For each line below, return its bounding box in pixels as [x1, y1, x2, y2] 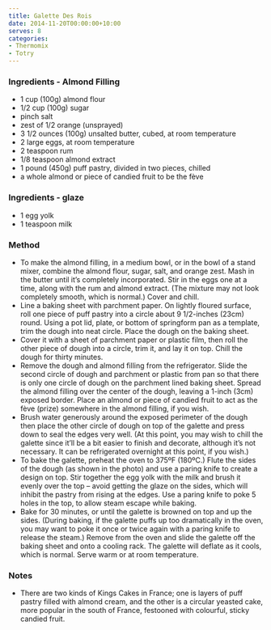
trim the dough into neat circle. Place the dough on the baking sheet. [19, 326, 249, 336]
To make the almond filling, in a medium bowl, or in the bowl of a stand [19, 257, 256, 267]
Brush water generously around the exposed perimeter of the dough [19, 412, 248, 421]
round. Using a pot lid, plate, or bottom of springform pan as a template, [19, 317, 260, 328]
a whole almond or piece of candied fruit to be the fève [19, 171, 204, 182]
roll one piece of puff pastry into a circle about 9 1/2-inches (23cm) [19, 309, 245, 319]
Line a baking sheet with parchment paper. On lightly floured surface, [19, 300, 252, 310]
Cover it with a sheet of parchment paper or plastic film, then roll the [19, 335, 248, 345]
